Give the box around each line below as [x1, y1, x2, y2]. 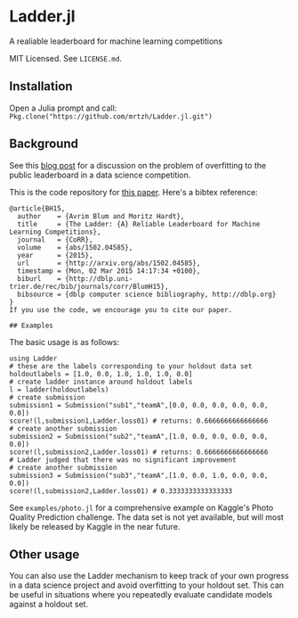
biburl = [17, 274, 62, 283]
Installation [9, 78, 73, 95]
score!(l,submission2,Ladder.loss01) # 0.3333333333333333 [9, 486, 233, 496]
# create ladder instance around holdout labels [9, 377, 193, 386]
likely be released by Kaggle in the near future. [9, 521, 181, 531]
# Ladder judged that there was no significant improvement [9, 455, 238, 465]
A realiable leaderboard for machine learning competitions [9, 36, 223, 46]
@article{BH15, [9, 203, 66, 213]
